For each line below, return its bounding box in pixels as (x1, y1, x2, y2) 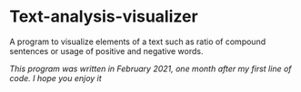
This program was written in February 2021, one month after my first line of (9, 63, 293, 74)
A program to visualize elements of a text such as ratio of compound (9, 36, 266, 47)
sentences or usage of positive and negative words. (9, 45, 204, 56)
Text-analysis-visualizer (9, 6, 198, 27)
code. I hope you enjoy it (9, 72, 102, 83)
